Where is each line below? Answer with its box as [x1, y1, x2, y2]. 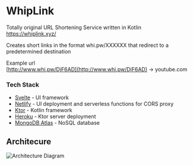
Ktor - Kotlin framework [14, 107, 72, 114]
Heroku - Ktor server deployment [14, 113, 96, 120]
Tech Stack [6, 80, 40, 88]
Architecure [6, 137, 52, 147]
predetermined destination [6, 47, 71, 55]
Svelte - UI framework [14, 94, 69, 101]
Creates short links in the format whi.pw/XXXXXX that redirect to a [6, 42, 169, 49]
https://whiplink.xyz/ [6, 30, 56, 37]
